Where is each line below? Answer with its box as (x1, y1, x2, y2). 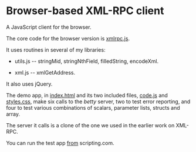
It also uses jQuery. (6, 80, 53, 87)
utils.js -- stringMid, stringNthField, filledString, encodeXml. (14, 58, 159, 65)
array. (6, 110, 21, 117)
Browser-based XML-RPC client (6, 4, 164, 18)
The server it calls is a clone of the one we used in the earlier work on (6, 121, 175, 129)
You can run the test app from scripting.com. (6, 139, 114, 146)
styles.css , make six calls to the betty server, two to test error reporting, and (6, 98, 191, 105)
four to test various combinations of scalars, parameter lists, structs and (6, 104, 180, 111)
